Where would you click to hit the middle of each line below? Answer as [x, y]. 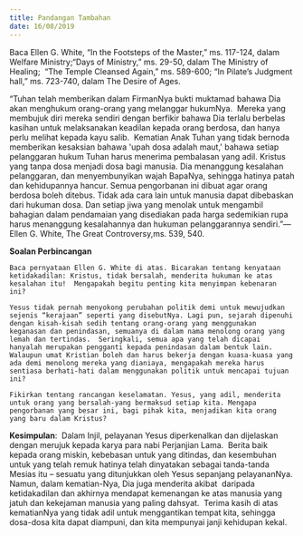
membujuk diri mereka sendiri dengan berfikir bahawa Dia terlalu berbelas [147, 118]
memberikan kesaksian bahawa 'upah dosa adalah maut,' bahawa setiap [144, 147]
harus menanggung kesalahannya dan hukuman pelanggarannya [130, 224]
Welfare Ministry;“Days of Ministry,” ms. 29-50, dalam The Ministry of [139, 62]
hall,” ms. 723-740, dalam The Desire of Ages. [95, 81]
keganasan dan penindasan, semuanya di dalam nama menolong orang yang [147, 331]
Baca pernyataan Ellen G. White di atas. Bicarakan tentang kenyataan [145, 268]
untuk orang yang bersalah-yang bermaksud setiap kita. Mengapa [133, 403]
